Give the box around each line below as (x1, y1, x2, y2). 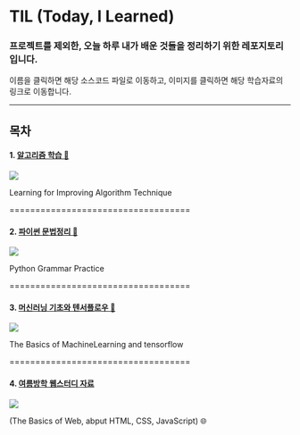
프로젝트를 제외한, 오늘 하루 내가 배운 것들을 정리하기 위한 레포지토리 (9, 40, 284, 53)
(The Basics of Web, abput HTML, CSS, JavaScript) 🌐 (9, 415, 207, 426)
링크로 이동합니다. (9, 87, 72, 97)
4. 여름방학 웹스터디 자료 (9, 378, 95, 389)
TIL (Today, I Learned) (9, 6, 175, 27)
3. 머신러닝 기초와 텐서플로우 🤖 (9, 302, 116, 313)
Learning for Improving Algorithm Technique (9, 188, 172, 198)
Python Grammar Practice (9, 264, 104, 274)
